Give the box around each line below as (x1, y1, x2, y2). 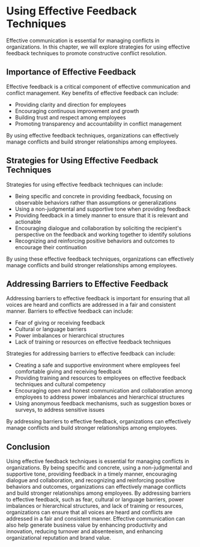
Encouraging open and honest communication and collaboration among (14, 387, 193, 394)
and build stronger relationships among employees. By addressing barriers (6, 489, 191, 497)
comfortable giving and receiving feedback (14, 368, 122, 375)
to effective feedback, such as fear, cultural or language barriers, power (6, 496, 184, 503)
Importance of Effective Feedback (6, 67, 136, 77)
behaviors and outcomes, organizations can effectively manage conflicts (6, 483, 186, 491)
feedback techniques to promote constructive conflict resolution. (6, 49, 167, 56)
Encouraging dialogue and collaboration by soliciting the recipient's (14, 224, 182, 232)
